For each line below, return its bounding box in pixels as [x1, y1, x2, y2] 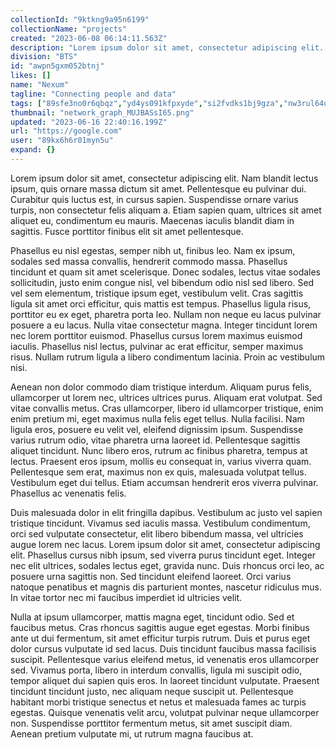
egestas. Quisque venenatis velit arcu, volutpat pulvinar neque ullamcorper [10, 706, 320, 718]
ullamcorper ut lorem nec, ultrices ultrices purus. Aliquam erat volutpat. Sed [10, 391, 323, 403]
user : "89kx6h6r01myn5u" [10, 136, 114, 146]
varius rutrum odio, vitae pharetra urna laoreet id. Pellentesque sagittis [10, 434, 301, 446]
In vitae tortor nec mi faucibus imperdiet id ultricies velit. [10, 591, 243, 603]
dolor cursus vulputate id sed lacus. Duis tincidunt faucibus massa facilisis [10, 642, 317, 655]
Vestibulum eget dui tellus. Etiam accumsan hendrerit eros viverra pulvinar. [10, 476, 319, 488]
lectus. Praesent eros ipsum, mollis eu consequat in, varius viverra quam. [10, 455, 312, 467]
